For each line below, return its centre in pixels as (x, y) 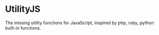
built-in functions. (23, 28)
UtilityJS (23, 9)
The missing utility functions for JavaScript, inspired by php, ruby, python (79, 23)
